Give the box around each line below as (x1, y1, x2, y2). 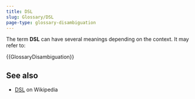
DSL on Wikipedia (14, 86, 58, 93)
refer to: (6, 42, 26, 49)
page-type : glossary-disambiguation (6, 19, 96, 25)
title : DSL (6, 8, 33, 15)
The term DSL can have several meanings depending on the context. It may (6, 36, 190, 43)
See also (6, 70, 38, 80)
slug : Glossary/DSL (6, 14, 54, 20)
